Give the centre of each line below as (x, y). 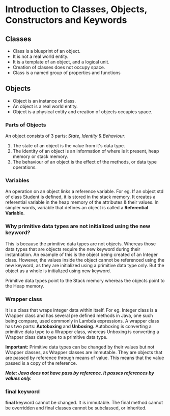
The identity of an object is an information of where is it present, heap (86, 151)
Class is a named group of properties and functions (66, 73)
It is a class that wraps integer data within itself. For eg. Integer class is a (81, 310)
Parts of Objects (26, 124)
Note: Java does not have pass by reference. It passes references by (80, 373)
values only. (19, 378)
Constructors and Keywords (66, 20)
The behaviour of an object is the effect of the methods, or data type (84, 162)
